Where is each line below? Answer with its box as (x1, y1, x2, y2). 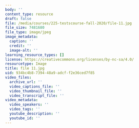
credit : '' (9, 43, 32, 48)
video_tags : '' (9, 107, 40, 112)
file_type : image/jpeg (5, 30, 51, 35)
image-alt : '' (9, 48, 38, 53)
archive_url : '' (9, 79, 42, 84)
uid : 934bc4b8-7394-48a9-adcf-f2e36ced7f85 (5, 71, 95, 75)
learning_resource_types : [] (5, 52, 64, 57)
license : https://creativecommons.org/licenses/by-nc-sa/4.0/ (5, 57, 134, 62)
